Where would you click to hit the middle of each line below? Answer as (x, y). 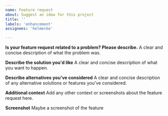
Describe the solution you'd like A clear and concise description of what (81, 63)
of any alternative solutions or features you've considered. (66, 83)
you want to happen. (27, 68)
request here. (19, 98)
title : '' (16, 19)
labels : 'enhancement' (29, 24)
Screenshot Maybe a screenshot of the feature (54, 108)
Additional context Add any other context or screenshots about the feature (84, 93)
